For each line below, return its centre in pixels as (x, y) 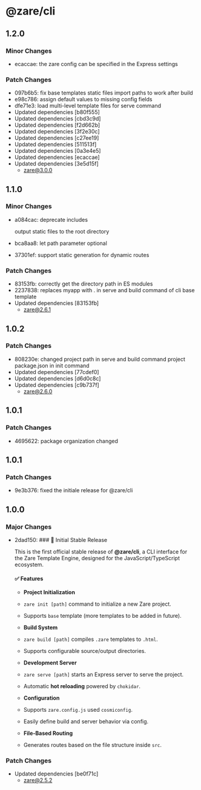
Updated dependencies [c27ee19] (57, 138)
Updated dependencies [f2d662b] (57, 125)
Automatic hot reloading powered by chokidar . (82, 686)
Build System (41, 628)
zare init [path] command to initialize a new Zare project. (97, 604)
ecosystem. (29, 564)
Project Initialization (49, 592)
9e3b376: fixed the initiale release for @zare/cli (74, 490)
